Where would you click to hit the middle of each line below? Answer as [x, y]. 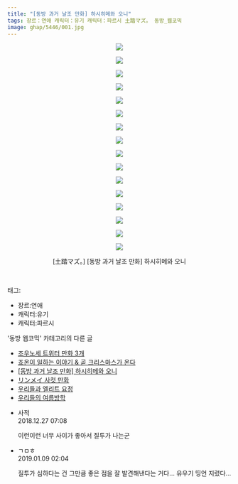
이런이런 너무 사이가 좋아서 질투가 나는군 [74, 436]
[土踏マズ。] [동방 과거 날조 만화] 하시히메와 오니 [119, 262]
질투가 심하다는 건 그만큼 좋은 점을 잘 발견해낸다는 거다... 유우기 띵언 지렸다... [124, 473]
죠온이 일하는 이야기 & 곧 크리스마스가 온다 [77, 362]
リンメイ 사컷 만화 [43, 380]
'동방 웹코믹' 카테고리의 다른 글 [50, 338]
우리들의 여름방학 [42, 398]
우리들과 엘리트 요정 [45, 389]
